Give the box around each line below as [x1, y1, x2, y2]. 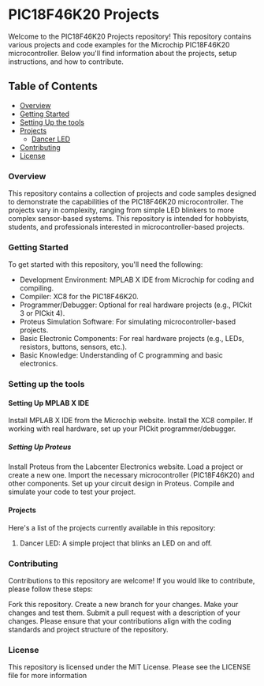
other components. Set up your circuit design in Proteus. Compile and [8, 479, 235, 489]
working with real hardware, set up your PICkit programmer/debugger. [8, 424, 236, 433]
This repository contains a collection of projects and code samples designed [8, 189, 257, 198]
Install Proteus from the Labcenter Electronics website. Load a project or [8, 462, 244, 471]
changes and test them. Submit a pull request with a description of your [8, 608, 240, 617]
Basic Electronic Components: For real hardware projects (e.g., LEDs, [19, 334, 244, 343]
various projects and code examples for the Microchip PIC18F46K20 [8, 39, 230, 49]
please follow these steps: [8, 584, 93, 594]
